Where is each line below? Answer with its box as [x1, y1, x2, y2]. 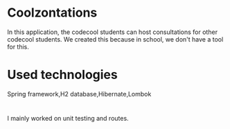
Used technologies [7, 67, 118, 83]
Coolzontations [7, 5, 98, 21]
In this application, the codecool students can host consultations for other [7, 28, 218, 36]
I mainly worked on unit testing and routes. [7, 114, 130, 123]
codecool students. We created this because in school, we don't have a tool [7, 35, 224, 43]
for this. [7, 42, 30, 51]
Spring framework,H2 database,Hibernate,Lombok [7, 89, 152, 98]
